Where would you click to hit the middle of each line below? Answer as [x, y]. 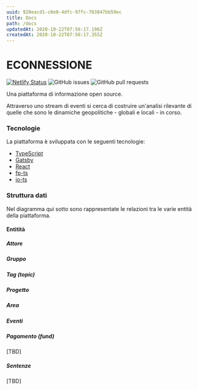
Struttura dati [27, 196]
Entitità [16, 229]
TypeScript [29, 153]
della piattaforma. [29, 215]
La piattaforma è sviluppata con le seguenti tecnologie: [76, 142]
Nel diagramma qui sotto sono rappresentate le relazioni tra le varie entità [99, 208]
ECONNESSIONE [49, 65]
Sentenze [19, 366]
